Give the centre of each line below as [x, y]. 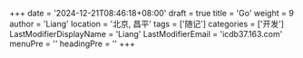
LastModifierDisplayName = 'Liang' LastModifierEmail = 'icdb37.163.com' [146, 34]
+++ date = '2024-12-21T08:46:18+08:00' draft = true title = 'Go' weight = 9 [152, 13]
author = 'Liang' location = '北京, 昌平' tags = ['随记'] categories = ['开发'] [147, 24]
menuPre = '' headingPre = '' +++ [73, 43]
